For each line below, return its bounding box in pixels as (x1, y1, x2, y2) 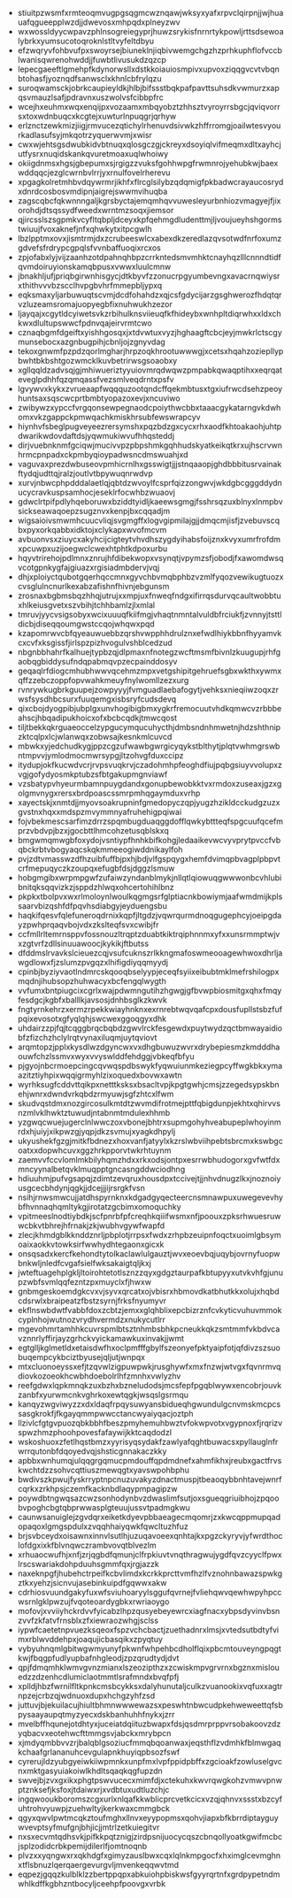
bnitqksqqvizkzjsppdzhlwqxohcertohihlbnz (17, 882, 174, 892)
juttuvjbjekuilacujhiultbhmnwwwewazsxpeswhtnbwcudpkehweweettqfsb (17, 1700, 283, 1710)
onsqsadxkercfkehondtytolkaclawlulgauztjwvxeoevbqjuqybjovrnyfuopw (17, 1249, 280, 1259)
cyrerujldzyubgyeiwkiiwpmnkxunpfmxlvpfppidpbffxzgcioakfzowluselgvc (17, 1756, 283, 1766)
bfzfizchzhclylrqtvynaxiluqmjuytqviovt (17, 1033, 158, 1042)
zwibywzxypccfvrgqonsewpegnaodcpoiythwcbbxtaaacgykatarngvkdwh (17, 403, 281, 412)
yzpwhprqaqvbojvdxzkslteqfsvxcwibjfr (17, 919, 159, 930)
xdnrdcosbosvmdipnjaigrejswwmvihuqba (17, 186, 168, 196)
